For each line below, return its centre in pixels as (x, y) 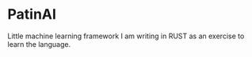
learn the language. (39, 44)
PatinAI (32, 14)
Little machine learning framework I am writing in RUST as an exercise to (126, 36)
